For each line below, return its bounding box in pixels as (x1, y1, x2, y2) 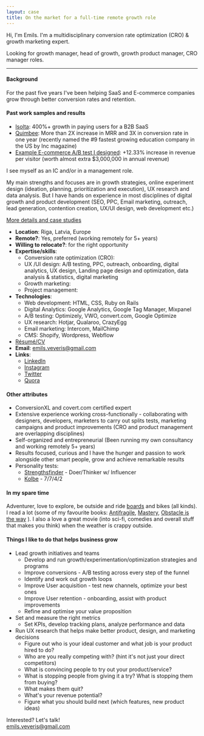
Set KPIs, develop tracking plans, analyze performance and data (24, 621, 185, 628)
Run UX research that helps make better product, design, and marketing (15, 627, 195, 634)
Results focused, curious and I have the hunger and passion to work (15, 449, 186, 456)
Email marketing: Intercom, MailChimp (24, 325, 120, 332)
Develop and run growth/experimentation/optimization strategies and (24, 555, 197, 563)
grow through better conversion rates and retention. (6, 95, 136, 103)
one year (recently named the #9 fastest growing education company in (15, 136, 195, 143)
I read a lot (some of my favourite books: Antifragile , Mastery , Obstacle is (6, 509, 189, 517)
